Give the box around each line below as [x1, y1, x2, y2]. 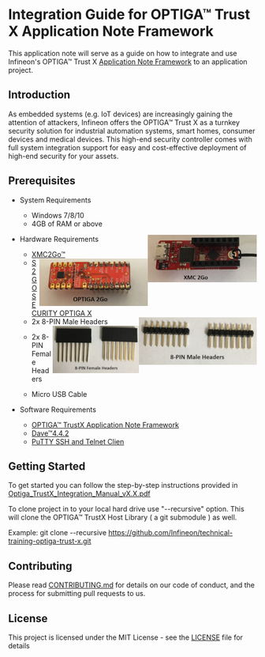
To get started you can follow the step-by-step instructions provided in [8, 481, 238, 490]
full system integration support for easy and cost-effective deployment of [8, 142, 247, 152]
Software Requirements [19, 405, 97, 414]
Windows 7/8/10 [31, 210, 84, 220]
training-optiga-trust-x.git [8, 536, 92, 546]
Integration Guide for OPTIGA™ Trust [8, 6, 251, 24]
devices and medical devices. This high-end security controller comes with [8, 134, 252, 144]
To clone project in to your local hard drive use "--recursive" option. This [8, 504, 244, 514]
